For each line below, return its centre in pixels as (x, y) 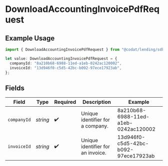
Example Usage (30, 38)
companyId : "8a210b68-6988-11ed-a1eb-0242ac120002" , (66, 63)
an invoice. (93, 153)
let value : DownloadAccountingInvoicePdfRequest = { (61, 58)
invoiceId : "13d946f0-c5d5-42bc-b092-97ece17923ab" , (66, 68)
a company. (95, 126)
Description (96, 102)
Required (65, 102)
